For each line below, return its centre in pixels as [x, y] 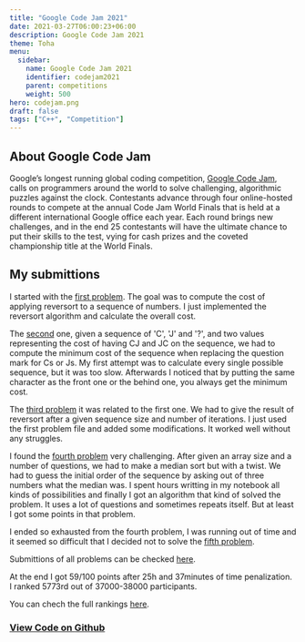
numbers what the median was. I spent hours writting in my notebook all [145, 484]
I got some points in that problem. [73, 514]
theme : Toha [32, 43]
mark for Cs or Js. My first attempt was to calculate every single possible [147, 362]
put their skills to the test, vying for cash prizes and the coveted [129, 236]
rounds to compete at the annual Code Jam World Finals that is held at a [145, 207]
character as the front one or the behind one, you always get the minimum [149, 382]
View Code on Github [57, 627]
